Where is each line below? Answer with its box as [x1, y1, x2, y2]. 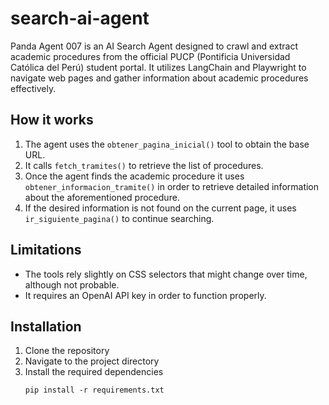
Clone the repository [24, 345, 110, 357]
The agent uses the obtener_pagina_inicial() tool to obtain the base [24, 138, 310, 150]
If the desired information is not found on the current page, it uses [24, 202, 297, 214]
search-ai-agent [10, 7, 150, 30]
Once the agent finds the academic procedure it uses [24, 170, 245, 182]
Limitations [10, 242, 82, 259]
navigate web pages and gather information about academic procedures [10, 72, 309, 84]
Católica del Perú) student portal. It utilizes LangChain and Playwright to [10, 61, 307, 73]
